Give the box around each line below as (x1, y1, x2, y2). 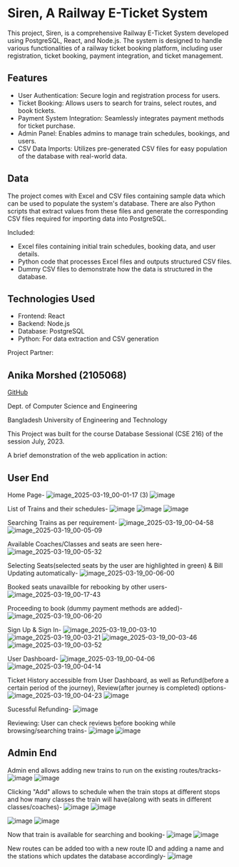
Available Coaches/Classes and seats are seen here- (7, 540, 163, 548)
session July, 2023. (7, 437, 65, 446)
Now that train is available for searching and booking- (7, 830, 166, 838)
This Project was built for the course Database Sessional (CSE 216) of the (7, 430, 223, 438)
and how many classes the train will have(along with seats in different (7, 795, 212, 803)
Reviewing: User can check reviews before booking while (7, 719, 176, 727)
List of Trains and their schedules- (7, 505, 108, 513)
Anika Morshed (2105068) (7, 369, 127, 381)
